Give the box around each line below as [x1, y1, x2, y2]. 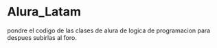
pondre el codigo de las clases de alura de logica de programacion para [7, 26, 211, 34]
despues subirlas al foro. [7, 33, 77, 41]
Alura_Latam [7, 4, 81, 20]
